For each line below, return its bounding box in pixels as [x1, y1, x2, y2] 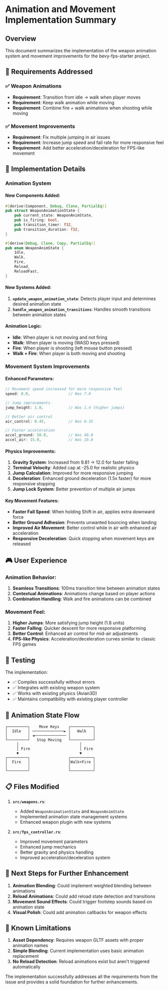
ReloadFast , [14, 268, 39, 274]
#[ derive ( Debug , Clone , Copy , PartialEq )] [5, 241, 96, 246]
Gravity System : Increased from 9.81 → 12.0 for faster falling [12, 459, 139, 465]
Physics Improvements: [5, 448, 56, 454]
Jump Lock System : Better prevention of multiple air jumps [12, 486, 136, 492]
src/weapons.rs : [12, 798, 46, 804]
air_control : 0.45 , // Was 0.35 [5, 419, 94, 424]
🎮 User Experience [5, 556, 67, 564]
